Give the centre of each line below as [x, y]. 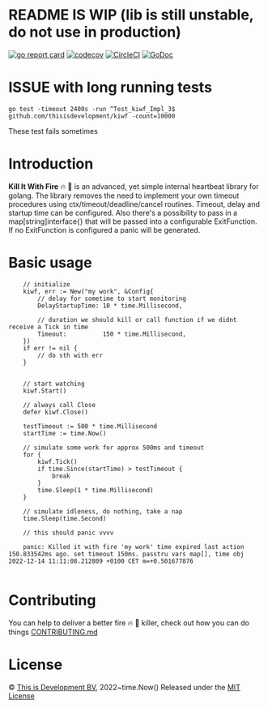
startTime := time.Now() [65, 433]
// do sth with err [70, 355]
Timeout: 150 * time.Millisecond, [112, 334]
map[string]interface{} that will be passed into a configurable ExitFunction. [133, 221]
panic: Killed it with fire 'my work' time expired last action [134, 547]
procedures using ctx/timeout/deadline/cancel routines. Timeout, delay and [134, 204]
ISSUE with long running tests [111, 88]
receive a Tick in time [49, 327]
